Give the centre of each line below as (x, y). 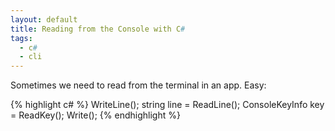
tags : (21, 38)
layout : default (44, 19)
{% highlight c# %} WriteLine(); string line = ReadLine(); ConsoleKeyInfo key (167, 105)
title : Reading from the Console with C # (98, 29)
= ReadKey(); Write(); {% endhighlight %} (95, 115)
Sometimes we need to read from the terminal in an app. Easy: (138, 85)
